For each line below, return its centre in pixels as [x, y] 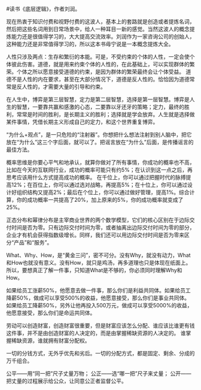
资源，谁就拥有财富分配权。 [56, 341]
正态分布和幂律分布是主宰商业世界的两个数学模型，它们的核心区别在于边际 [98, 220]
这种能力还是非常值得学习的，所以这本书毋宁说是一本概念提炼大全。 [90, 44]
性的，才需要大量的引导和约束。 [66, 87]
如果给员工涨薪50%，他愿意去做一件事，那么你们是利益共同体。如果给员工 [98, 290]
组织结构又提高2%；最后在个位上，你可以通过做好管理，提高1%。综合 [103, 192]
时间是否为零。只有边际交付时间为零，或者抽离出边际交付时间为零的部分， [103, 227]
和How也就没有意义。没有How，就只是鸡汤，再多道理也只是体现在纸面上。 [99, 263]
